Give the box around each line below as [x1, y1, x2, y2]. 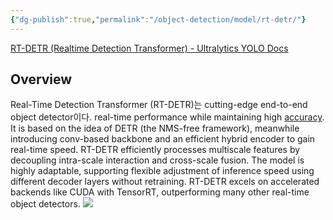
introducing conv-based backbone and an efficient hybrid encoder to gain [10, 133, 316, 145]
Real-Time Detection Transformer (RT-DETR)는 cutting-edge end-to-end [10, 99, 308, 111]
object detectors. [10, 198, 81, 210]
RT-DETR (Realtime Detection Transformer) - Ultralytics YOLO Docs [10, 42, 289, 54]
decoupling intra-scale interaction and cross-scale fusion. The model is [10, 154, 305, 166]
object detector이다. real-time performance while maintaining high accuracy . [10, 111, 325, 123]
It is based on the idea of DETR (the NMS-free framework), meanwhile [10, 122, 300, 135]
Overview [10, 71, 73, 88]
